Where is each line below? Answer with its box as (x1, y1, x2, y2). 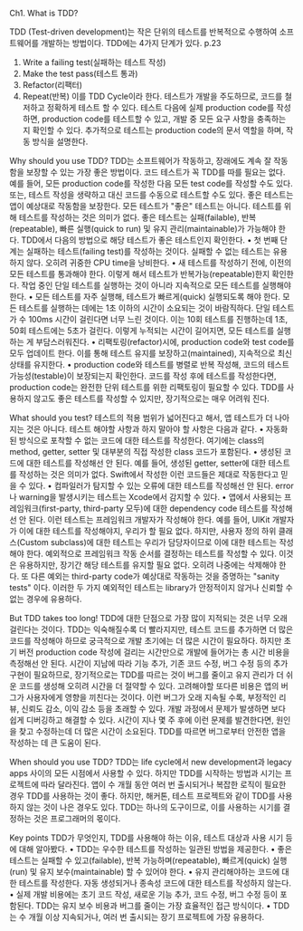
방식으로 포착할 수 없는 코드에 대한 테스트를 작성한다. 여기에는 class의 (18, 435, 265, 446)
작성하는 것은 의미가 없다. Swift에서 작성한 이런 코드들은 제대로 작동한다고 (18, 469, 279, 479)
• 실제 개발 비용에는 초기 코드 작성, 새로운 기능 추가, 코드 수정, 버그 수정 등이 (9, 889, 279, 899)
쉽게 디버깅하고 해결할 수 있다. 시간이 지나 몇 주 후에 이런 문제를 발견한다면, (9, 715, 274, 725)
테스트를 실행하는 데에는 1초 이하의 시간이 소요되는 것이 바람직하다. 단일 (18, 302, 271, 313)
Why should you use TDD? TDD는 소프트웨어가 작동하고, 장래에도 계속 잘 (9, 156, 272, 166)
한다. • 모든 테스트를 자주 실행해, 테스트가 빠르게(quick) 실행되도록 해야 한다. (9, 292, 281, 302)
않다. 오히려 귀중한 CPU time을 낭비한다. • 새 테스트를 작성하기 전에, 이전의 (25, 257, 292, 268)
